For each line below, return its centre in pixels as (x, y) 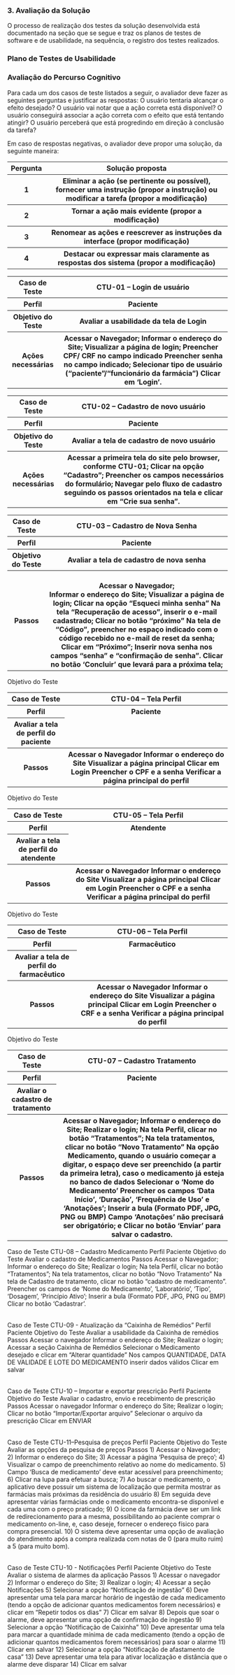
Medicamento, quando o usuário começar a (142, 1155)
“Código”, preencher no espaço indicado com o (137, 629)
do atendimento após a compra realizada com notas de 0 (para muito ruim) (115, 1539)
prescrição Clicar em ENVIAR (49, 1420)
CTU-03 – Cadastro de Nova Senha (137, 525)
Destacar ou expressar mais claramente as (136, 254)
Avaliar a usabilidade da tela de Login (143, 321)
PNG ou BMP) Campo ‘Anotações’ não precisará (142, 1217)
